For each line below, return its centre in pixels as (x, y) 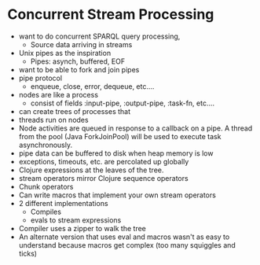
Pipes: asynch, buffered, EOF (78, 61)
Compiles (46, 212)
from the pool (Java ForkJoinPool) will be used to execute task (120, 136)
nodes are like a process (59, 94)
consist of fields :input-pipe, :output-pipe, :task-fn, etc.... (123, 103)
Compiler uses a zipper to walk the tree (82, 228)
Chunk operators (46, 186)
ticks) (27, 253)
